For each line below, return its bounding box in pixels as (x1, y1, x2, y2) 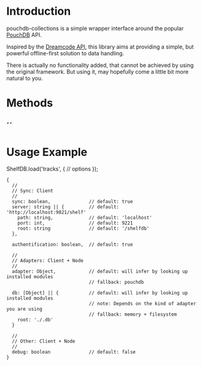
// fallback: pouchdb (88, 279, 144, 286)
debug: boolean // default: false (12, 349, 136, 356)
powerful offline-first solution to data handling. (6, 49, 125, 56)
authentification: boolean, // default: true (12, 241, 133, 248)
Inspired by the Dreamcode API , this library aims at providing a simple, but (6, 43, 194, 50)
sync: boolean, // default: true (12, 198, 133, 205)
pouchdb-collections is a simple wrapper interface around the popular (6, 25, 184, 32)
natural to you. (6, 74, 43, 82)
